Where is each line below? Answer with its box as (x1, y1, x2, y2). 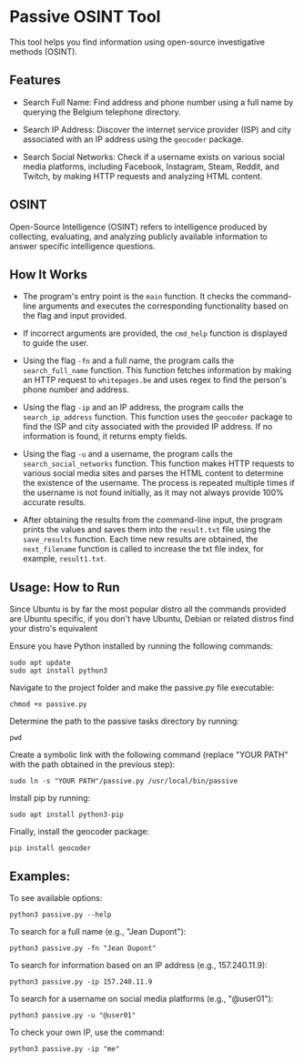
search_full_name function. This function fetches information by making (22, 365, 292, 376)
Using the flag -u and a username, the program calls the (22, 449, 234, 460)
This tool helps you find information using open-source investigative (9, 36, 266, 47)
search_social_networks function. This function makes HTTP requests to (22, 458, 295, 470)
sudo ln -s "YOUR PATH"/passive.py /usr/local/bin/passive (9, 776, 238, 786)
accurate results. (22, 497, 86, 508)
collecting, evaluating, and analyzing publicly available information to (9, 230, 269, 242)
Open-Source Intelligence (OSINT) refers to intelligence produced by (9, 221, 268, 232)
